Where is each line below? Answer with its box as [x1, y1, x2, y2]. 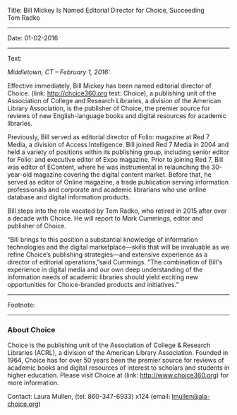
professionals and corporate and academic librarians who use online [7, 185, 207, 194]
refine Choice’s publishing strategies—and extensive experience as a [7, 250, 208, 259]
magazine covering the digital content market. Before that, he [33, 170, 212, 179]
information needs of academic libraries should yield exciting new [7, 273, 199, 281]
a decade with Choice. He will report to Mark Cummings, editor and [7, 214, 203, 222]
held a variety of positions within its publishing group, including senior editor [7, 148, 230, 156]
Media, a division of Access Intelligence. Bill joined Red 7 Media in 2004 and [7, 141, 229, 148]
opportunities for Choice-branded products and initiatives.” [7, 281, 179, 288]
